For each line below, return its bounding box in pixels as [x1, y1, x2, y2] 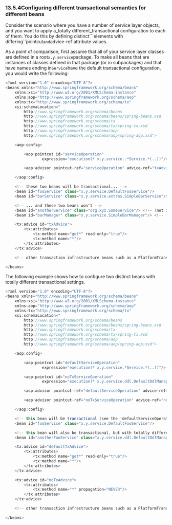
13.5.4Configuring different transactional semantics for [5, 4, 146, 11]
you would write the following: [5, 70, 69, 77]
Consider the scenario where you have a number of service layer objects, [5, 22, 160, 28]
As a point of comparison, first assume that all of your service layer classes [5, 48, 164, 55]
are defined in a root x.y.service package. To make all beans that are [5, 54, 149, 60]
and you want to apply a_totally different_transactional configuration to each [5, 28, 166, 34]
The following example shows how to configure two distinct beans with [5, 274, 155, 280]
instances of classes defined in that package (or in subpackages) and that [5, 60, 162, 66]
